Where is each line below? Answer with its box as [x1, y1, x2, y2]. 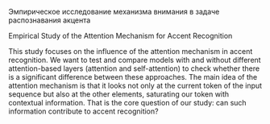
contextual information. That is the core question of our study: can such [8, 98, 247, 107]
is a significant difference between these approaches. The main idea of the [8, 72, 258, 81]
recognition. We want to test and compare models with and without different [8, 56, 261, 64]
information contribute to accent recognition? [8, 106, 159, 116]
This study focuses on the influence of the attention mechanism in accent [8, 47, 253, 56]
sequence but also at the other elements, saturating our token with [8, 89, 230, 99]
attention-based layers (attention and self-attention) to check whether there [8, 64, 260, 73]
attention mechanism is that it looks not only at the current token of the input [8, 81, 263, 90]
